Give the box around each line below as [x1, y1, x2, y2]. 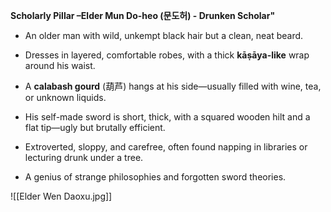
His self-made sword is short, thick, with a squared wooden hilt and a [24, 111, 311, 123]
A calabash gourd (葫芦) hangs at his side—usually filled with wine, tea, [24, 80, 322, 92]
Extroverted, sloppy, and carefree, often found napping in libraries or [24, 141, 308, 153]
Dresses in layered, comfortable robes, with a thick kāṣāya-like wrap [24, 49, 310, 61]
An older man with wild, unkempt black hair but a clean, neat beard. [24, 30, 304, 41]
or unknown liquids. [24, 92, 107, 103]
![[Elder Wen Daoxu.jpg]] [10, 190, 113, 202]
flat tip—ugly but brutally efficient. [24, 122, 166, 133]
